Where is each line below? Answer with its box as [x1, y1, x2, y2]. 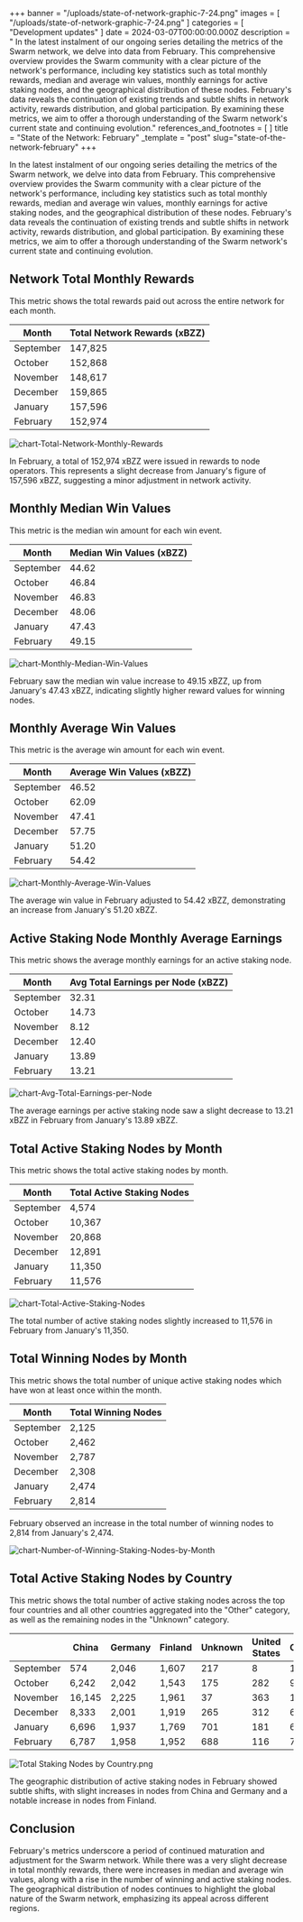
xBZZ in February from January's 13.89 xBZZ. [9, 1115, 179, 1126]
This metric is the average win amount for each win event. [9, 744, 225, 756]
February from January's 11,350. [9, 1325, 129, 1336]
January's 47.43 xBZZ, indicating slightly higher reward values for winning [9, 685, 286, 695]
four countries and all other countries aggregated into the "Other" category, [9, 1605, 290, 1615]
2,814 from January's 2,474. [9, 1527, 115, 1538]
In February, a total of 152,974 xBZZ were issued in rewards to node [9, 455, 261, 466]
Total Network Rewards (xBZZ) [69, 326, 206, 339]
